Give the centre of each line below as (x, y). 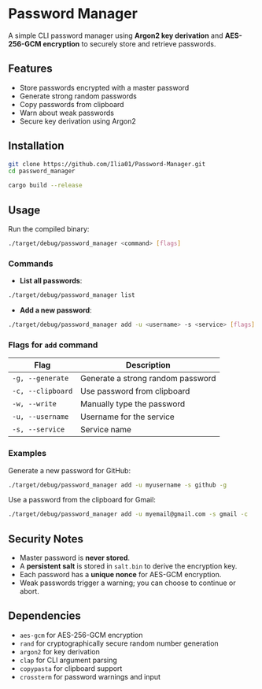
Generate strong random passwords (78, 96)
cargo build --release (45, 186)
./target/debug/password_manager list (72, 295)
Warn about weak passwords (66, 113)
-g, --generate (41, 378)
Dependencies (44, 616)
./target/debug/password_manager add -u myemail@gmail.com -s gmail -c (128, 514)
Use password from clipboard (135, 391)
